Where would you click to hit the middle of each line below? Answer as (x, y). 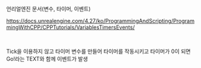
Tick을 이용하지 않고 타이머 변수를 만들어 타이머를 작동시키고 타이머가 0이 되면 (99, 51)
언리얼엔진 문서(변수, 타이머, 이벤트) (49, 9)
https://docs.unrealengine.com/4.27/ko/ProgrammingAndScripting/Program (101, 21)
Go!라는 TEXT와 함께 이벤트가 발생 (47, 59)
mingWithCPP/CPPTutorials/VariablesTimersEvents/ (71, 27)
